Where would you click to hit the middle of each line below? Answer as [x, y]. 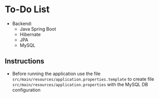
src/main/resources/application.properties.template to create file [83, 79]
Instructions [24, 62]
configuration [26, 90]
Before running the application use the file [56, 73]
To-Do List [27, 9]
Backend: [22, 23]
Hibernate [30, 34]
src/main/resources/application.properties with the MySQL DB [80, 84]
